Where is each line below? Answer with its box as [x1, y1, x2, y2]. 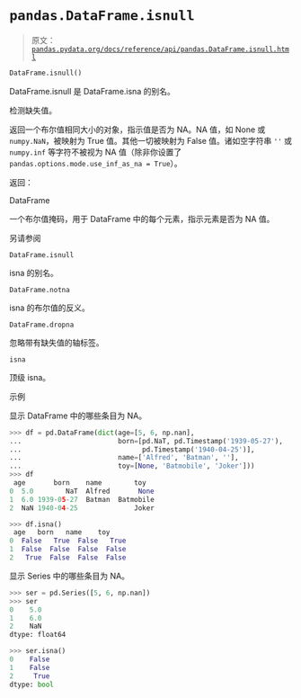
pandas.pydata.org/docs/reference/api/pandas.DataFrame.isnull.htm [31, 44, 289, 54]
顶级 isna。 [9, 371, 51, 382]
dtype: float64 [9, 631, 66, 640]
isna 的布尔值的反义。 [9, 302, 90, 313]
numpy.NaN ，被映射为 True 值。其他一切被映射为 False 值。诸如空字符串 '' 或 [9, 135, 293, 146]
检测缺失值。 [9, 104, 57, 115]
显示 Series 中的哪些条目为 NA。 [9, 570, 130, 581]
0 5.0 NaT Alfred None [9, 487, 155, 496]
